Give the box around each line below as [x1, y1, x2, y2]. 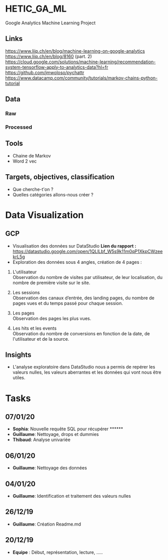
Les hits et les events [12, 325, 57, 331]
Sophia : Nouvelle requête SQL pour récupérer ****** [12, 426, 123, 432]
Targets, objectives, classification [5, 173, 115, 181]
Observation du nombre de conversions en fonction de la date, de [12, 330, 150, 337]
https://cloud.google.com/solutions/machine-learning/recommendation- [5, 59, 156, 65]
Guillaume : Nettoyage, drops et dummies [12, 431, 99, 437]
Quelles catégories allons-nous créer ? [12, 191, 94, 197]
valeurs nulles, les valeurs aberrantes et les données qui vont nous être [12, 369, 162, 375]
